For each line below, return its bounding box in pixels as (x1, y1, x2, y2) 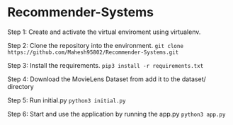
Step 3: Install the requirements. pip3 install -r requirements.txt (7, 61, 204, 69)
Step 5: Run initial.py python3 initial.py (7, 96, 126, 105)
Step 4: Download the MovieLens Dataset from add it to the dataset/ (7, 75, 207, 83)
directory (7, 82, 34, 90)
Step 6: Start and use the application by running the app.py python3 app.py (7, 109, 226, 118)
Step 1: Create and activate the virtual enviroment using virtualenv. (7, 28, 201, 36)
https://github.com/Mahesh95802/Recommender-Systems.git (7, 49, 179, 56)
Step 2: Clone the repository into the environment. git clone (7, 41, 184, 49)
